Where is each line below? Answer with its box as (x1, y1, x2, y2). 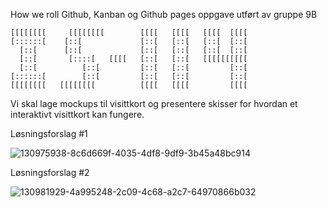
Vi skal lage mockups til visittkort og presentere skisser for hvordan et (10, 98, 298, 109)
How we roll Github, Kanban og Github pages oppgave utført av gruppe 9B (10, 9, 318, 20)
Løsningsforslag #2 (10, 167, 90, 178)
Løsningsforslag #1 (10, 128, 88, 139)
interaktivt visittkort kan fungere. (10, 109, 145, 120)
